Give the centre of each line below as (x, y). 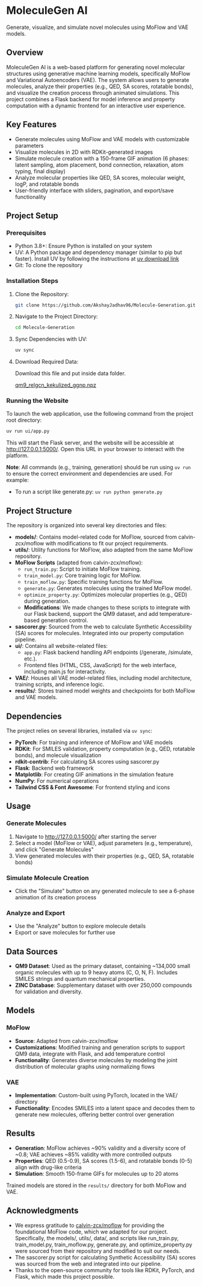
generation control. (65, 620)
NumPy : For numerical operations (57, 781)
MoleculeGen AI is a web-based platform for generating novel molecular (96, 67)
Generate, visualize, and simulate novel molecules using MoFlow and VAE (97, 27)
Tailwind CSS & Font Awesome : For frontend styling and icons (92, 787)
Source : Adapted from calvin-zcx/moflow (66, 1041)
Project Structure (39, 511)
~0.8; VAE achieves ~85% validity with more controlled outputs (93, 1154)
